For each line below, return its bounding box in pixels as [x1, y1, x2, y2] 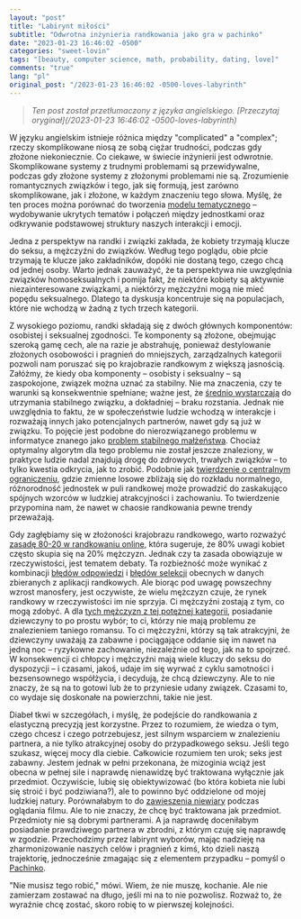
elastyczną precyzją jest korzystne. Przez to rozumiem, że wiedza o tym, [9, 718, 279, 730]
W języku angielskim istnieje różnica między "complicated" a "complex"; [9, 132, 279, 142]
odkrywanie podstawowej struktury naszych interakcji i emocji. [9, 218, 243, 229]
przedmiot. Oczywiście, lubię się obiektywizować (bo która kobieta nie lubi [9, 776, 286, 787]
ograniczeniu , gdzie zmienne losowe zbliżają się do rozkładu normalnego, [9, 473, 283, 484]
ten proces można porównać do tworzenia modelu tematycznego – [9, 199, 258, 210]
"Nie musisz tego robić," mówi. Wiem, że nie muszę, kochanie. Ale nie [9, 879, 268, 890]
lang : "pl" [9, 72, 50, 81]
